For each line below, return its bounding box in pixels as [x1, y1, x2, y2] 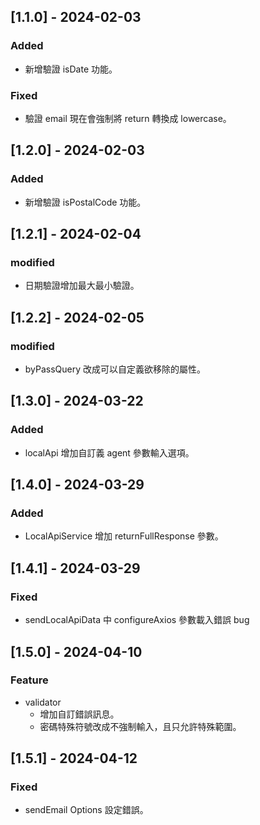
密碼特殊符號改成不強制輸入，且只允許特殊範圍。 [39, 720, 242, 732]
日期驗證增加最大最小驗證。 [24, 280, 140, 292]
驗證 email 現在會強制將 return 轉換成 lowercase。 [24, 112, 232, 124]
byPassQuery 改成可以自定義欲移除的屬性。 [24, 363, 207, 375]
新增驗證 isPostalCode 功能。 [24, 196, 147, 208]
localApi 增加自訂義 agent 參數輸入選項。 [24, 446, 195, 459]
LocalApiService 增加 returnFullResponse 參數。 [24, 530, 224, 542]
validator [24, 696, 62, 708]
